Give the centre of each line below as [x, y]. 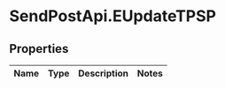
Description [103, 73]
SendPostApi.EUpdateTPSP [113, 16]
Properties [39, 49]
